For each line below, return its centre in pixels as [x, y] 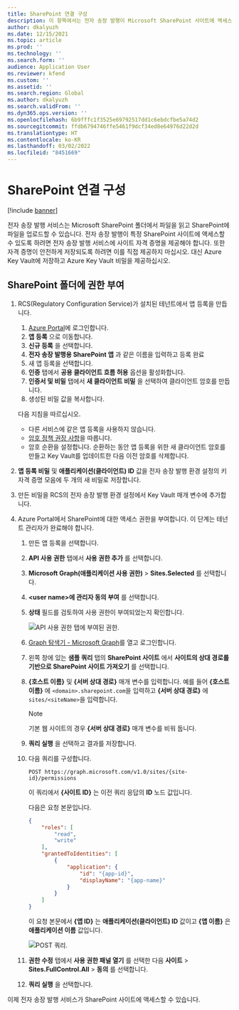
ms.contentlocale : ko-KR [44, 139]
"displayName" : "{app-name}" [122, 880]
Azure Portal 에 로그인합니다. [68, 327]
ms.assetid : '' [30, 87]
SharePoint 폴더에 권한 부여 [66, 285]
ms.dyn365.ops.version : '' [47, 113]
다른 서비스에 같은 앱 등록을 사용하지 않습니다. [92, 429]
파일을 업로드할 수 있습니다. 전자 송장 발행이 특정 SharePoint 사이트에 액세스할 [116, 234]
